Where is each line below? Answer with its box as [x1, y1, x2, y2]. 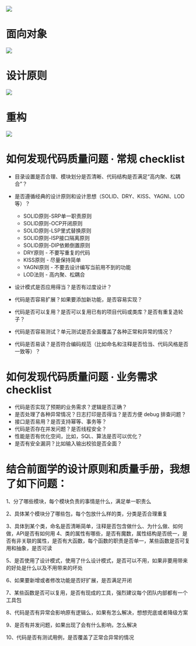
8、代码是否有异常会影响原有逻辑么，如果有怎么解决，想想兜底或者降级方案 [6, 609, 188, 616]
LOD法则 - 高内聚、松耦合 [23, 271, 86, 278]
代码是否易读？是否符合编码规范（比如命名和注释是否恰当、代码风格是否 [14, 340, 188, 348]
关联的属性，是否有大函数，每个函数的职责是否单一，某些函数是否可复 [21, 537, 190, 544]
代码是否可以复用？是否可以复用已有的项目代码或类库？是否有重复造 [14, 308, 178, 315]
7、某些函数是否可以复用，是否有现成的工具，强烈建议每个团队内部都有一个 [6, 589, 188, 596]
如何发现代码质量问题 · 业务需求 [6, 370, 157, 383]
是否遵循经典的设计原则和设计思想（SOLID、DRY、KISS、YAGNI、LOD [14, 193, 185, 200]
